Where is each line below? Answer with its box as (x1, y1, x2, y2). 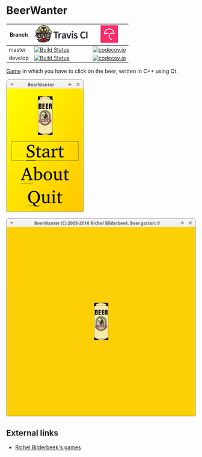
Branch (10, 31, 28, 38)
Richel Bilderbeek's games (14, 444, 81, 451)
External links (6, 428, 59, 438)
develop (8, 54, 29, 61)
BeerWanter (6, 4, 68, 17)
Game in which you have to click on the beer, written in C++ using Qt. (6, 67, 179, 75)
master (8, 46, 26, 53)
